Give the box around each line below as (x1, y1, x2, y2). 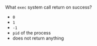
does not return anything (12, 35, 64, 41)
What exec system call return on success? (5, 4, 92, 10)
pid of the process (12, 30, 51, 35)
